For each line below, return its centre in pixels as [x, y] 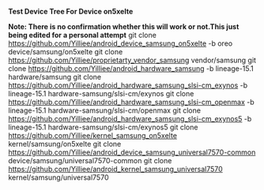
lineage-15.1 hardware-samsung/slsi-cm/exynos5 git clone [103, 127]
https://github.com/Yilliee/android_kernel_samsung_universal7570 [115, 169]
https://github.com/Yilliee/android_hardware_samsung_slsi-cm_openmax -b [131, 102]
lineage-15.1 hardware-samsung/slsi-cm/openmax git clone [105, 110]
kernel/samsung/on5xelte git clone [65, 144]
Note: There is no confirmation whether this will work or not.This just [124, 26]
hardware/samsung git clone [55, 77]
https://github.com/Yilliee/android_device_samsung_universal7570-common [132, 152]
